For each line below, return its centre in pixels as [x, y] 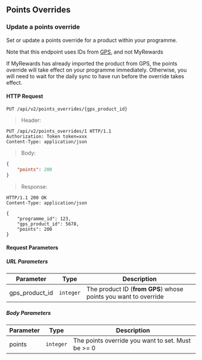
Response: [34, 186]
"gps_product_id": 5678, [48, 224]
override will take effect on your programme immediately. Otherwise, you [96, 70]
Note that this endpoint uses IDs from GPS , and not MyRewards [85, 52]
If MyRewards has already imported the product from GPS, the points [92, 63]
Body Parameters [29, 313]
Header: [31, 120]
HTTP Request [25, 96]
